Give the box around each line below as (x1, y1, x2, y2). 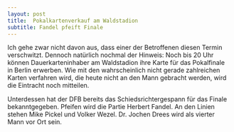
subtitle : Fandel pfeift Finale (7, 24, 103, 31)
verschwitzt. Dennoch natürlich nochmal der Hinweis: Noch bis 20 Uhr (7, 51, 214, 59)
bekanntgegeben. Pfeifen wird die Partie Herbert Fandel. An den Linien (7, 103, 216, 111)
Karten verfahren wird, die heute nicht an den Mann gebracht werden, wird (7, 73, 227, 82)
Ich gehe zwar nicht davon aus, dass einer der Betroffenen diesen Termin (7, 44, 223, 52)
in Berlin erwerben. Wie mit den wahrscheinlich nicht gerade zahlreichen (7, 66, 220, 75)
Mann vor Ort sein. (7, 118, 63, 126)
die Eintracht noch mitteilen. (7, 81, 90, 90)
